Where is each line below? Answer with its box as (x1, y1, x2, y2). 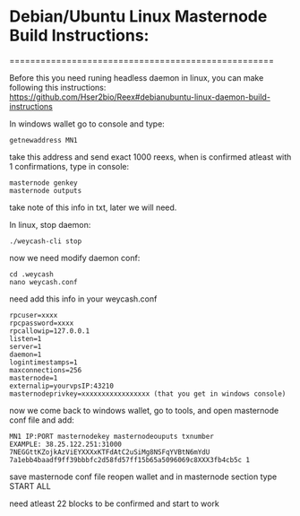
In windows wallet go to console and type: (9, 118, 166, 129)
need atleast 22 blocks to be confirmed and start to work (9, 498, 219, 509)
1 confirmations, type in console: (9, 161, 130, 171)
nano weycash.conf (9, 277, 78, 286)
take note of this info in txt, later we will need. (9, 202, 177, 213)
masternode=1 (9, 373, 58, 382)
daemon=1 (9, 350, 42, 359)
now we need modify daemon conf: (9, 252, 141, 263)
